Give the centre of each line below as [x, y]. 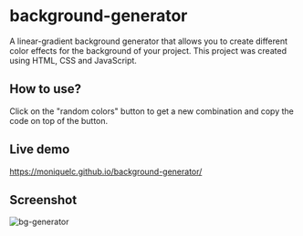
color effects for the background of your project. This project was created [148, 50]
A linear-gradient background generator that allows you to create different [149, 41]
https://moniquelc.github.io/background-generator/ [106, 171]
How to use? [46, 89]
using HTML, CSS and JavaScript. [73, 60]
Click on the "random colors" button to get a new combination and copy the [151, 111]
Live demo [40, 150]
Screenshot [43, 200]
